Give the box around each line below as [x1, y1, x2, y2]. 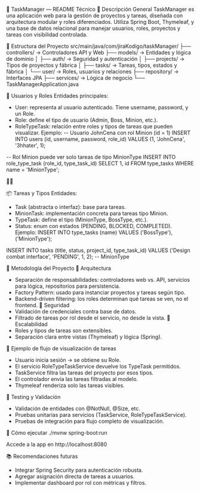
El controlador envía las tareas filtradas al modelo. [14, 376, 139, 382]
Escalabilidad [14, 321, 48, 328]
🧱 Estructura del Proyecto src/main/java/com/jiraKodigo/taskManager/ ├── [6, 42, 192, 50]
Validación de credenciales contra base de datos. [14, 308, 137, 315]
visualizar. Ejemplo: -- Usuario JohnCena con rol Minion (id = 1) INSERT [14, 129, 191, 136]
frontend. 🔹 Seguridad [14, 302, 70, 309]
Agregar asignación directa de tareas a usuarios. [14, 473, 135, 480]
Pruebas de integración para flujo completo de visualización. [14, 418, 164, 425]
